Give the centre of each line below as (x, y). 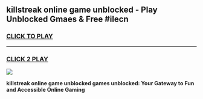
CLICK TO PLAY (30, 37)
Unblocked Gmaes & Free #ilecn (67, 19)
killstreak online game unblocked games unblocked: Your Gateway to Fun (100, 83)
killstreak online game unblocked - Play (82, 10)
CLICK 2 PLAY (27, 59)
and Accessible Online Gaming (46, 89)
